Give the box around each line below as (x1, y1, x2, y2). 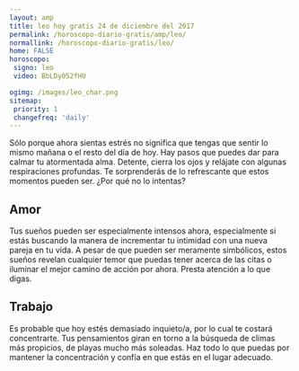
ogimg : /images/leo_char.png (9, 87, 119, 97)
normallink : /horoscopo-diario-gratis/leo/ (9, 38, 175, 48)
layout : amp (9, 13, 54, 22)
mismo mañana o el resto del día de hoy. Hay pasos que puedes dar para (9, 147, 280, 158)
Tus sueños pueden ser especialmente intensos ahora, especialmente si (9, 225, 277, 236)
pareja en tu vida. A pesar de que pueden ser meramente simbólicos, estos (9, 244, 287, 256)
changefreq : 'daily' (13, 113, 91, 122)
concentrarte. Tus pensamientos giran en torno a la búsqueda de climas (9, 332, 276, 343)
